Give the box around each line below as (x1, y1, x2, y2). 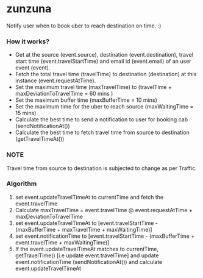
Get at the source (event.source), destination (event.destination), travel (15, 51, 193, 59)
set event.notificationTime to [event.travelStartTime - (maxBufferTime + (15, 232, 195, 240)
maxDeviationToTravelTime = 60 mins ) (15, 90, 113, 98)
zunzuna (6, 2, 52, 16)
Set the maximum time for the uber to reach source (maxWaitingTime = (15, 103, 194, 110)
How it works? (6, 37, 50, 46)
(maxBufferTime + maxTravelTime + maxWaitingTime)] (15, 226, 152, 233)
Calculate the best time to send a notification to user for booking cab (15, 116, 188, 123)
